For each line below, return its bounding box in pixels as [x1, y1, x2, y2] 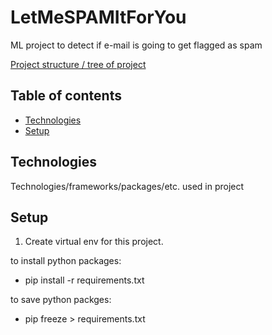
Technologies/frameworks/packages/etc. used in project [10, 180, 245, 192]
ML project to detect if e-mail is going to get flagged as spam [10, 39, 263, 51]
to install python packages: [10, 255, 122, 267]
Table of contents [10, 87, 122, 105]
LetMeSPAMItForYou [10, 6, 187, 29]
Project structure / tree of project [10, 58, 147, 70]
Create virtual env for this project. [24, 236, 164, 248]
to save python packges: [10, 294, 112, 306]
